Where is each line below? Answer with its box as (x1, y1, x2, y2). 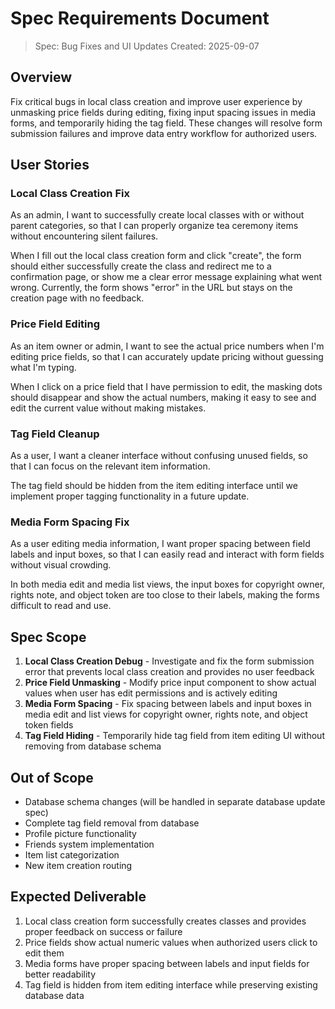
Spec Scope (10, 628, 87, 646)
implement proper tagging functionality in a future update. (10, 490, 250, 502)
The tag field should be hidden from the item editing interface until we (10, 480, 298, 492)
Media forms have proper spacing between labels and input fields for (24, 957, 310, 969)
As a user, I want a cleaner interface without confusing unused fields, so (10, 450, 308, 462)
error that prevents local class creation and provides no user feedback (24, 666, 315, 678)
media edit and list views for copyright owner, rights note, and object (24, 708, 308, 721)
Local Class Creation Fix (10, 187, 130, 201)
